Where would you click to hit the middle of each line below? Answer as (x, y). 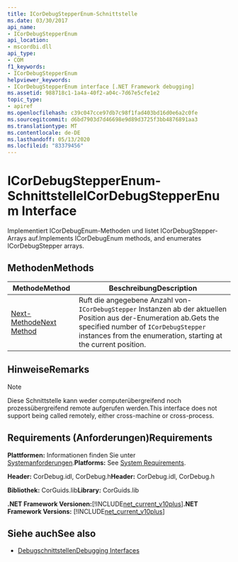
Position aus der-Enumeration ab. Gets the (149, 318)
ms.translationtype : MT (42, 126)
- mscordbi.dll (30, 47)
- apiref (20, 106)
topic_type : (25, 100)
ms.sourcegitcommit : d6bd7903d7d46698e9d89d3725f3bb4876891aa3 (103, 119)
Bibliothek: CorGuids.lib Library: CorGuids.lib (73, 490)
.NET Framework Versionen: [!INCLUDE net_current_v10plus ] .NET (103, 504)
